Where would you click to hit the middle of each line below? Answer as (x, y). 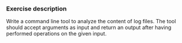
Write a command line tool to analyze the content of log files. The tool (91, 21)
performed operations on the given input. (56, 34)
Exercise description (36, 9)
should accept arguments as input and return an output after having (89, 27)
